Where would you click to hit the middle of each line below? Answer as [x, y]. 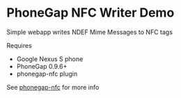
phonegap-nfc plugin [47, 74]
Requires [19, 45]
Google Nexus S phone [50, 59]
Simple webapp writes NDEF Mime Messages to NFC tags [90, 32]
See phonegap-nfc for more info [53, 87]
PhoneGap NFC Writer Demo [90, 13]
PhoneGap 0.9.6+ [42, 66]
